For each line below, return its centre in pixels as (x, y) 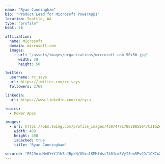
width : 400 (25, 131)
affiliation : (18, 37)
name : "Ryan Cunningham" (30, 10)
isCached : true (29, 140)
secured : (14, 154)
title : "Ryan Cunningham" (41, 145)
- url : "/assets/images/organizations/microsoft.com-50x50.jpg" (81, 55)
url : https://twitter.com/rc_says (45, 82)
